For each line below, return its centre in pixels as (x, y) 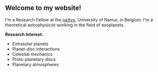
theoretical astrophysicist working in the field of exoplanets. (65, 25)
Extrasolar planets (30, 44)
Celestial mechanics (32, 54)
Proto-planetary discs (34, 59)
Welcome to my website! (43, 8)
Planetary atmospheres (35, 64)
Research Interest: (24, 34)
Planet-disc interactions (36, 49)
